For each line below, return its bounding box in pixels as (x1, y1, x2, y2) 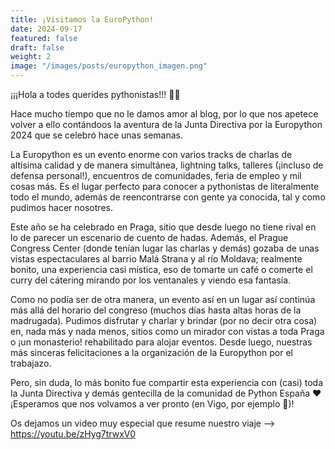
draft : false (10, 42, 65, 53)
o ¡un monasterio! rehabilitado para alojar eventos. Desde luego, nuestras (10, 336, 313, 348)
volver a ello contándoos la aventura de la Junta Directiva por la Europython (10, 119, 323, 130)
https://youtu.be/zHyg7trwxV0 (10, 428, 137, 440)
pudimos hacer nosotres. (10, 202, 113, 213)
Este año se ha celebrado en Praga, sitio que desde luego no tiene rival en (10, 221, 317, 233)
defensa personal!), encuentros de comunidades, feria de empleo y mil (10, 170, 302, 181)
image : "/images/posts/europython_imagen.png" (10, 61, 208, 71)
